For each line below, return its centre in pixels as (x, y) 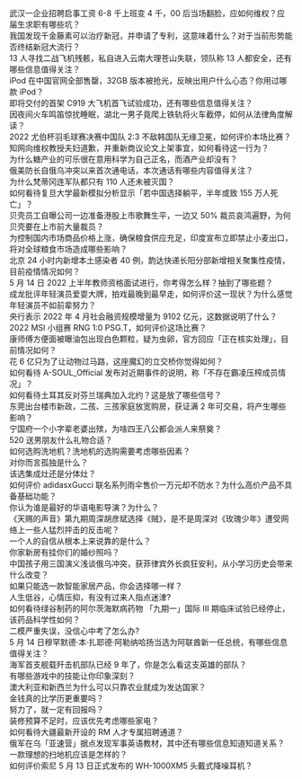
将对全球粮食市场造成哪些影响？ (68, 249)
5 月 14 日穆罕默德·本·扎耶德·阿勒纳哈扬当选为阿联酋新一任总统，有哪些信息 (148, 642)
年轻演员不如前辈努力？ (53, 305)
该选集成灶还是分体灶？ (53, 474)
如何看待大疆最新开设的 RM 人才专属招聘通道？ (97, 732)
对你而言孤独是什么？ (49, 462)
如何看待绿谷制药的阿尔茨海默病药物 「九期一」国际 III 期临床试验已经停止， (150, 608)
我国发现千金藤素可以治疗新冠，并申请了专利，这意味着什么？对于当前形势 (147, 35)
